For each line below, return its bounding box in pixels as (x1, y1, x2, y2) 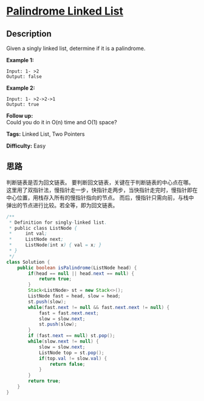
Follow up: (6, 112, 33, 119)
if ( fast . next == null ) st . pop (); (28, 333, 115, 339)
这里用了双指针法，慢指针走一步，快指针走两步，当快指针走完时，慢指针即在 (6, 186, 198, 193)
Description (6, 29, 52, 39)
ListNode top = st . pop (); (38, 349, 104, 356)
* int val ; (8, 230, 47, 237)
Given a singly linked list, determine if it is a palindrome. (6, 44, 146, 52)
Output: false (6, 74, 42, 80)
